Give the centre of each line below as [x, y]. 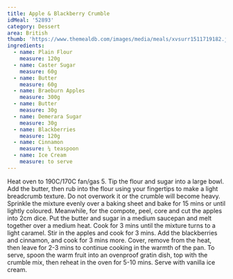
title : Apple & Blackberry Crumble [59, 13]
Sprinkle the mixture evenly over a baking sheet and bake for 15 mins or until [116, 203]
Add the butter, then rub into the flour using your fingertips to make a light [113, 188]
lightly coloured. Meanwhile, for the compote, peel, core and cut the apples [115, 210]
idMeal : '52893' [31, 20]
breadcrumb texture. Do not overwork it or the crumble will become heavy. [114, 196]
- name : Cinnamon [38, 143]
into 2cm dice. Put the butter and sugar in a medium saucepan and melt [110, 218]
